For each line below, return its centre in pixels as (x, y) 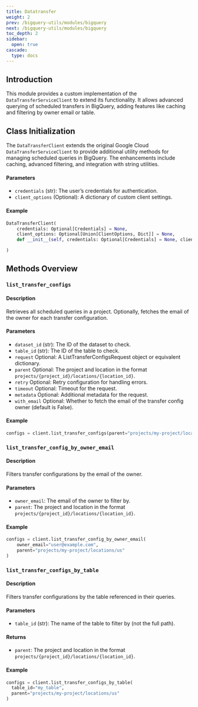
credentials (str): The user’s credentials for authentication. (86, 191)
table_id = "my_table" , (38, 688)
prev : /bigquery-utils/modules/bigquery (57, 22)
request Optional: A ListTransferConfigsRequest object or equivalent (98, 357)
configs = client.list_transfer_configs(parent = (67, 433)
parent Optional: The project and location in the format (81, 369)
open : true (25, 45)
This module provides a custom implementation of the (72, 94)
